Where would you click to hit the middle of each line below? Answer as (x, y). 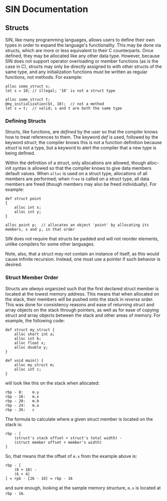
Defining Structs (26, 120)
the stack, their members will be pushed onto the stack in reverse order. (79, 299)
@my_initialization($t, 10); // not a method (55, 104)
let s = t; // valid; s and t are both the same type (64, 108)
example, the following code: (35, 320)
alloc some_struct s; (28, 86)
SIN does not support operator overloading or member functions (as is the (82, 61)
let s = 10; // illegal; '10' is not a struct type (60, 91)
